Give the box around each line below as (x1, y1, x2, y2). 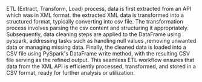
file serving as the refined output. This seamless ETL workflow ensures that (6, 57, 195, 63)
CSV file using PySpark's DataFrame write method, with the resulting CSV (6, 50, 191, 57)
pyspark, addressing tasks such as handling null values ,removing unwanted (6, 37, 197, 44)
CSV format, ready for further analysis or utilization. (6, 69, 135, 76)
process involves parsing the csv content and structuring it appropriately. (6, 24, 189, 31)
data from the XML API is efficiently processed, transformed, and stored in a (6, 63, 197, 70)
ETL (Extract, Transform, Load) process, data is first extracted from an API (6, 5, 192, 12)
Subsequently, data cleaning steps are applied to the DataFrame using (6, 31, 181, 38)
